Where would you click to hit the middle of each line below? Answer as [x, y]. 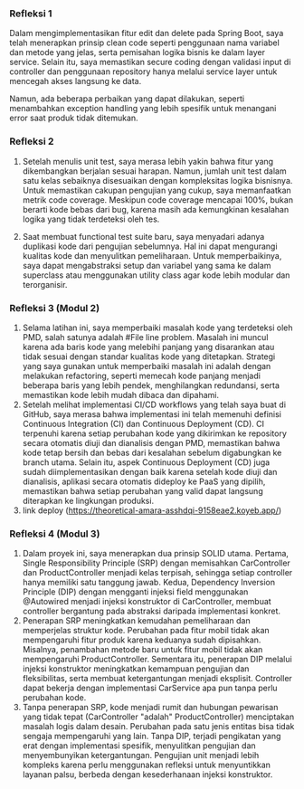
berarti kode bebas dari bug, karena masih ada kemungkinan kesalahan [156, 209]
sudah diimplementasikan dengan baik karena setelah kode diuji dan [150, 471]
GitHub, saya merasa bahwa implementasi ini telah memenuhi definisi [152, 414]
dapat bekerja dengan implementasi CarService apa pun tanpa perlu [150, 688]
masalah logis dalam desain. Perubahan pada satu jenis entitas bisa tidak [158, 727]
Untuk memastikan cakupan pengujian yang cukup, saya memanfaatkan [157, 190]
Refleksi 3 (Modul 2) [55, 308]
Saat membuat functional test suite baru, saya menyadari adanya [143, 236]
